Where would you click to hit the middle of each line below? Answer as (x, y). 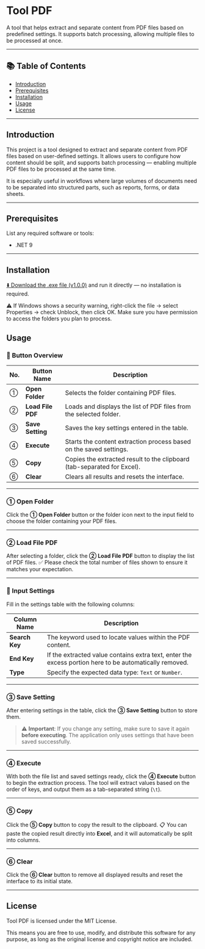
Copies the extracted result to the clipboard (127, 459)
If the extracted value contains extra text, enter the (119, 655)
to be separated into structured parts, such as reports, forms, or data (93, 187)
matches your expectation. (40, 569)
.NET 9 (24, 245)
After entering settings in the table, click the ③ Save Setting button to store (102, 710)
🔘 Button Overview (34, 355)
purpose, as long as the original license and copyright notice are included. (99, 939)
